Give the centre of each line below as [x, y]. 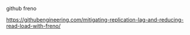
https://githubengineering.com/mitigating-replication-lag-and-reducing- [95, 20]
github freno [22, 8]
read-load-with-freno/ [33, 26]
